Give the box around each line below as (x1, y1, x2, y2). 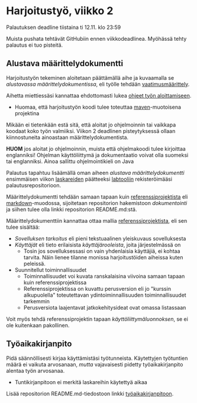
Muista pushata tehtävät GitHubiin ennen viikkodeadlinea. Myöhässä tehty (6, 35, 187, 42)
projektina (14, 109, 40, 116)
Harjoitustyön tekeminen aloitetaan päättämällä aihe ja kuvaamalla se (6, 74, 175, 81)
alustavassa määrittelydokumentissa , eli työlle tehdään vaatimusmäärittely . (6, 80, 190, 87)
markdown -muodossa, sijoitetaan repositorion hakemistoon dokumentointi (6, 199, 188, 206)
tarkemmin (23, 297, 50, 305)
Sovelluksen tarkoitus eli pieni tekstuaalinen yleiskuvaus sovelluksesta (14, 235, 186, 242)
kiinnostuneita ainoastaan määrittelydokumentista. (6, 134, 129, 141)
